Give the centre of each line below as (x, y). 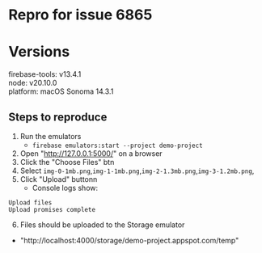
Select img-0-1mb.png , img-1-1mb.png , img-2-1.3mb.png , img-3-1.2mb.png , (137, 171)
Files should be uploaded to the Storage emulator (102, 225)
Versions (39, 52)
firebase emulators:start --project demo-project (118, 145)
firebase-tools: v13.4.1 (45, 74)
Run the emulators (51, 136)
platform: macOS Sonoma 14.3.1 (61, 91)
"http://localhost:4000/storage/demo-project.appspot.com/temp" (129, 240)
